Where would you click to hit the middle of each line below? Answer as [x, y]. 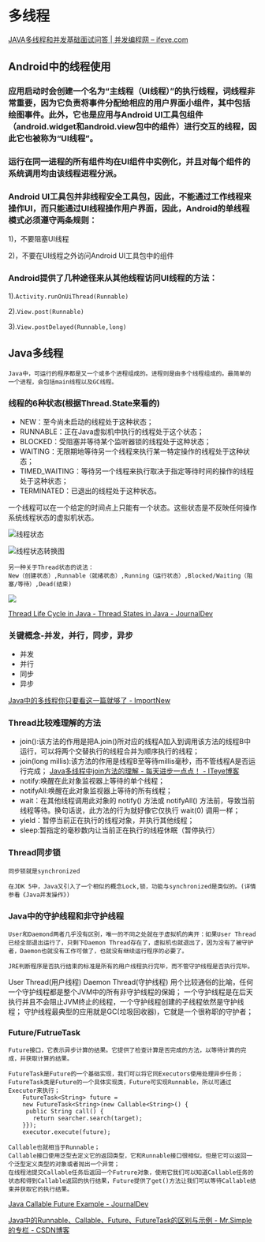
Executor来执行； [34, 1091]
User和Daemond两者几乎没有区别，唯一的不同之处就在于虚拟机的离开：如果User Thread [132, 935]
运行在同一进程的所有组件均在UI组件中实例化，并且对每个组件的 [129, 162]
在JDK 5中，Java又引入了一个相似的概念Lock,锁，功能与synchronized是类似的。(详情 [132, 886]
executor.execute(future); [67, 1132]
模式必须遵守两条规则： [52, 220]
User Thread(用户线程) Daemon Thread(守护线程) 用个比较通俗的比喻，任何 [131, 982]
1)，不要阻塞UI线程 [39, 239]
